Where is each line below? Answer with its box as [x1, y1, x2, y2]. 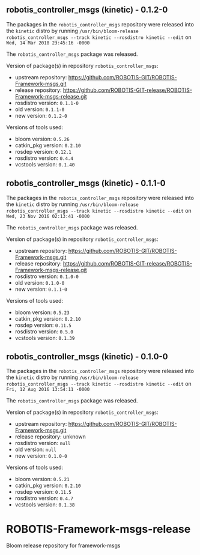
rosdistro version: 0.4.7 [14, 495, 74, 502]
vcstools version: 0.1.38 [14, 501, 75, 508]
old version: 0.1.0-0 [14, 279, 65, 286]
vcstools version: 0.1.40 [14, 160, 75, 168]
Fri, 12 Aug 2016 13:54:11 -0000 [6, 387, 90, 393]
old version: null [14, 446, 57, 453]
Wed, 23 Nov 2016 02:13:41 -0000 [6, 213, 90, 219]
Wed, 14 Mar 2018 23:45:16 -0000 [6, 40, 90, 46]
